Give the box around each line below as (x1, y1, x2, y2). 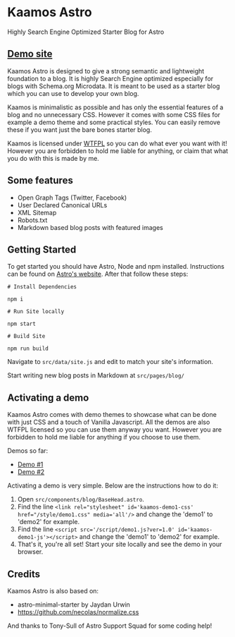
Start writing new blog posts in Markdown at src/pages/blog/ (7, 371, 185, 380)
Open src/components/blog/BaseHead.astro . (17, 495, 144, 504)
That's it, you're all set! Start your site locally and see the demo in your (17, 540, 222, 549)
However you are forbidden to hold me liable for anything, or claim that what (7, 146, 229, 155)
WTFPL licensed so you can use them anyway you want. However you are (7, 425, 222, 434)
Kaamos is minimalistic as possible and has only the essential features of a (7, 103, 224, 111)
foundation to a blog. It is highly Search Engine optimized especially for (7, 74, 214, 83)
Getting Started (7, 243, 77, 255)
